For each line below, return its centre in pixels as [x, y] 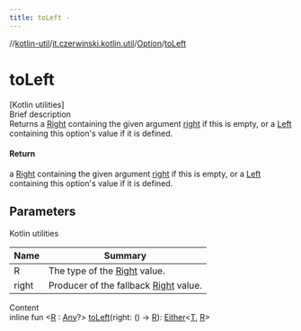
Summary [125, 255]
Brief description [40, 114]
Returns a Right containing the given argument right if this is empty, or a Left [150, 123]
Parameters [43, 212]
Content [24, 308]
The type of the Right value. [106, 271]
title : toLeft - [40, 18]
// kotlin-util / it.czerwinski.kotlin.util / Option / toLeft [98, 43]
